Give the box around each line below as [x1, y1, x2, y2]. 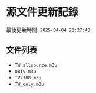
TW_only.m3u [14, 81, 44, 87]
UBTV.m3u [14, 69, 37, 75]
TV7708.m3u [14, 75, 42, 81]
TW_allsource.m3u [14, 62, 58, 68]
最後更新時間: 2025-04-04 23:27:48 [6, 26, 91, 33]
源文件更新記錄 [6, 5, 79, 19]
